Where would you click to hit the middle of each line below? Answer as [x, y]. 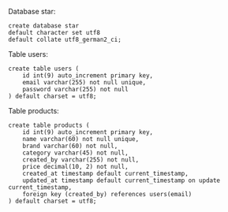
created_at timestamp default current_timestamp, [106, 173]
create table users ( [44, 69]
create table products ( [49, 125]
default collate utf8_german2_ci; [65, 39]
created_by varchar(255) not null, [81, 160]
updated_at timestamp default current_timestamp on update [121, 180]
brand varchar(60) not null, [70, 146]
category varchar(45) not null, [75, 153]
